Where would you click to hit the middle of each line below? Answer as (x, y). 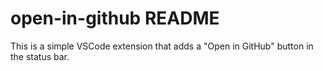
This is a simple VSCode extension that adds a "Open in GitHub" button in (162, 46)
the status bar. (40, 56)
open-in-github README (115, 18)
